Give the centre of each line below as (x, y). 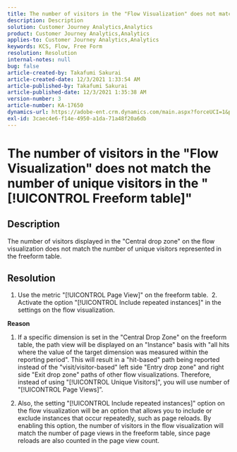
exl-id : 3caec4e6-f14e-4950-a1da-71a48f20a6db (77, 118)
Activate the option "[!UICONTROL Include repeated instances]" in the (120, 303)
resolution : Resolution (42, 54)
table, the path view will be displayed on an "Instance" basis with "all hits (123, 345)
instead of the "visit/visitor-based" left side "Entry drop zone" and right (121, 368)
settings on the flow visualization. (66, 310)
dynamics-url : (28, 112)
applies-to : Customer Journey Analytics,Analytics (83, 40)
